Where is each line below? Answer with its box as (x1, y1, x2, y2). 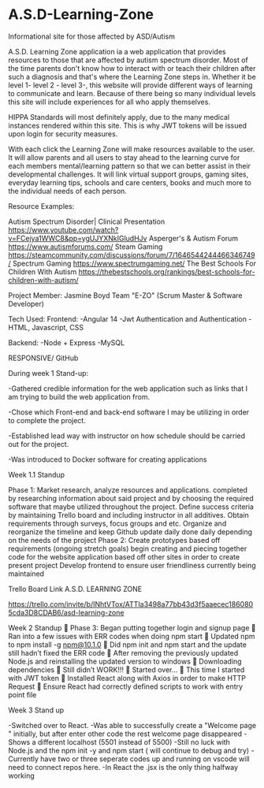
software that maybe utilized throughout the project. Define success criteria (8, 502, 255, 511)
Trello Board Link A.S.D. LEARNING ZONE (8, 584, 143, 593)
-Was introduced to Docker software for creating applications (8, 455, 207, 464)
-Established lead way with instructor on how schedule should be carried (8, 431, 246, 440)
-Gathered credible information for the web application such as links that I (8, 384, 248, 393)
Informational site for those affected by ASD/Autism (8, 32, 176, 41)
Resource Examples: (8, 201, 75, 210)
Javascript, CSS (31, 322, 84, 332)
